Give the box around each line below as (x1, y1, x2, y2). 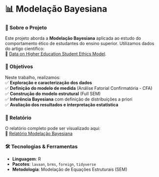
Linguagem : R (12, 156, 41, 162)
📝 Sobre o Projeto (5, 25, 47, 31)
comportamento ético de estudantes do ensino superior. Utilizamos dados (5, 41, 155, 47)
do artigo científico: (5, 46, 45, 51)
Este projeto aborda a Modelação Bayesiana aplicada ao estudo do (5, 35, 141, 41)
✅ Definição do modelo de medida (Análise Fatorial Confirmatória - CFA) (5, 85, 153, 91)
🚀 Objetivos (5, 63, 33, 70)
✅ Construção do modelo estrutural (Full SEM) (5, 91, 101, 97)
